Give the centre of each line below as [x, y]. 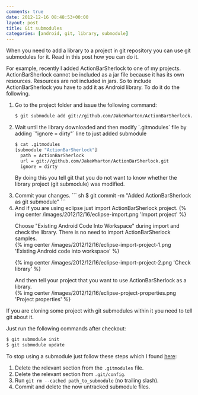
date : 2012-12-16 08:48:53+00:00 [47, 17]
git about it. [20, 317]
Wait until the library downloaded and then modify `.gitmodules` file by [100, 127]
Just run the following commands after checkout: [66, 329]
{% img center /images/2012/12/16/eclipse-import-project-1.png [93, 245]
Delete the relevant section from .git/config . [70, 374]
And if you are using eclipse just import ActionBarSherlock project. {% [100, 208]
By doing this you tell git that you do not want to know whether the [96, 178]
